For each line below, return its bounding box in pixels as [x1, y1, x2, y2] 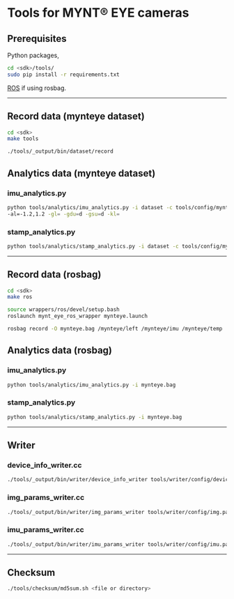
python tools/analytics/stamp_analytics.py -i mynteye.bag [7, 414, 182, 420]
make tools [7, 135, 39, 142]
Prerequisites [7, 33, 67, 45]
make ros [7, 294, 33, 301]
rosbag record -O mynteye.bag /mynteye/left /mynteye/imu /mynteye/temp [7, 326, 223, 333]
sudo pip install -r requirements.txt [7, 71, 120, 78]
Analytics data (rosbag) [7, 344, 113, 356]
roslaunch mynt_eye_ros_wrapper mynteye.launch [7, 312, 148, 320]
